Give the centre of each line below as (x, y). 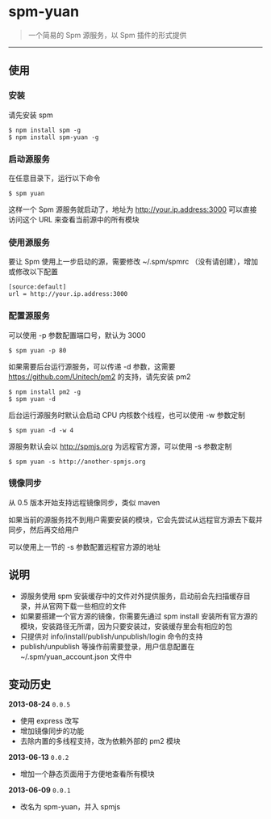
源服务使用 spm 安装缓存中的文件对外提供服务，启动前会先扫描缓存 (131, 596)
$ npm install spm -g (45, 130)
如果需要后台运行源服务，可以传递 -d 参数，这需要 (92, 366)
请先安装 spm (31, 115)
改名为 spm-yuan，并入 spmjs (70, 807)
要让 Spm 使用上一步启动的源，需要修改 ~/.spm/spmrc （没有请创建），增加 (133, 262)
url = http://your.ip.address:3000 (68, 294)
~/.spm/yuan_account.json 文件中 (76, 656)
